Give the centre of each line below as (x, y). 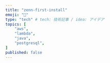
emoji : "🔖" (17, 15)
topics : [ (16, 24)
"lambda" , (25, 34)
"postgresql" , (29, 43)
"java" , (23, 39)
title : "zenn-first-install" (36, 10)
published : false (24, 52)
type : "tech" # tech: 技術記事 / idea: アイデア (55, 19)
